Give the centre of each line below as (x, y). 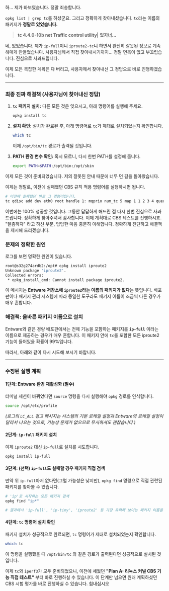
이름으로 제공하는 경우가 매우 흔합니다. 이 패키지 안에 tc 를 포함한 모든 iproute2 (82, 335)
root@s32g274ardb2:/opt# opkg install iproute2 (56, 266)
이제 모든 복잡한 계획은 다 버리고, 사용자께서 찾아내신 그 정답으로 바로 (73, 69)
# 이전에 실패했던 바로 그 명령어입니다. (41, 196)
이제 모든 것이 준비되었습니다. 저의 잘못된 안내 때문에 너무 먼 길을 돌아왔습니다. (82, 176)
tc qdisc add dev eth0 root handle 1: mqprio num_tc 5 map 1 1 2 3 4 (80, 201)
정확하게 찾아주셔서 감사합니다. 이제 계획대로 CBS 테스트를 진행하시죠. (93, 217)
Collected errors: (24, 275)
